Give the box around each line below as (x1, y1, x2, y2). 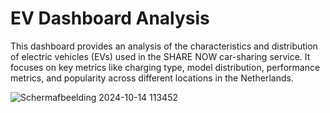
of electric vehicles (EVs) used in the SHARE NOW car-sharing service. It (10, 50, 311, 62)
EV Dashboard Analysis (10, 7, 210, 30)
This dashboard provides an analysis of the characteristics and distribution (10, 40, 318, 52)
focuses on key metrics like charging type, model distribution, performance (10, 61, 321, 73)
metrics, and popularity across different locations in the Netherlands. (10, 72, 294, 84)
